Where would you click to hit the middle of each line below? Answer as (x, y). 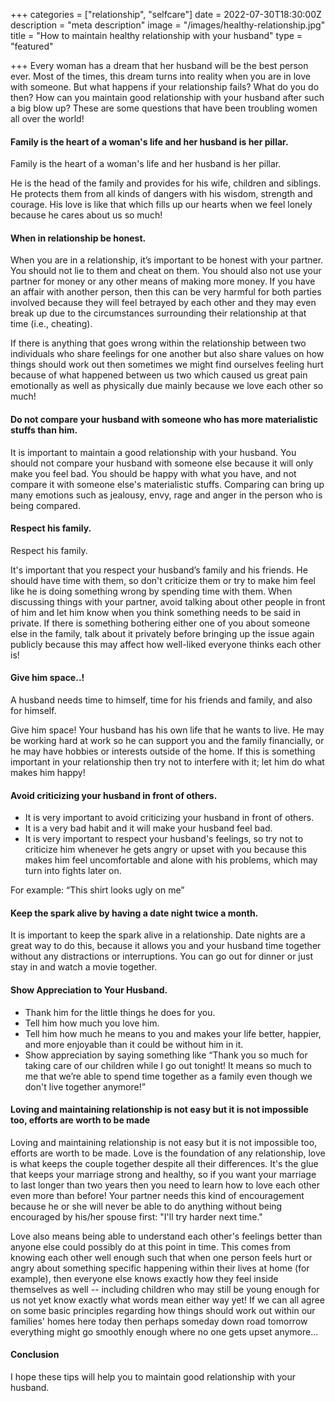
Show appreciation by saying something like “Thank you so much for (166, 1055)
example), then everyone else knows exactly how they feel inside (144, 1278)
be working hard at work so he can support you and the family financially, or (167, 741)
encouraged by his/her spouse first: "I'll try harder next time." (136, 1216)
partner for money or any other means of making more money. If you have (163, 281)
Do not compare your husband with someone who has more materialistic (164, 419)
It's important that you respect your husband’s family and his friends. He (159, 570)
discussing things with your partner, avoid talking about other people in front (168, 601)
